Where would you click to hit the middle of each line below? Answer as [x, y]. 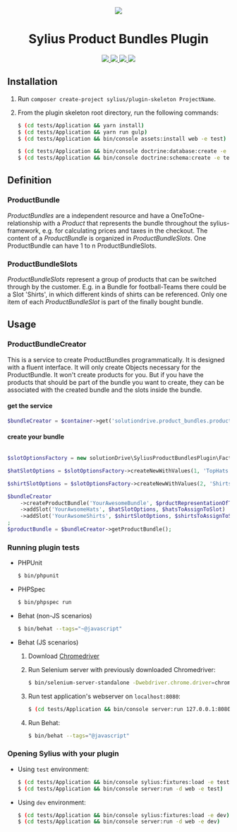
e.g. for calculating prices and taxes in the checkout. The [125, 231]
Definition [29, 180]
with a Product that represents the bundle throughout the [126, 223]
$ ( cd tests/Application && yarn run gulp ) [83, 132]
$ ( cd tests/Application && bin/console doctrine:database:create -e [122, 151]
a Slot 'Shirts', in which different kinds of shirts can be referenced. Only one [117, 294]
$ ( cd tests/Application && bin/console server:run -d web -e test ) [120, 789]
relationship [24, 223]
